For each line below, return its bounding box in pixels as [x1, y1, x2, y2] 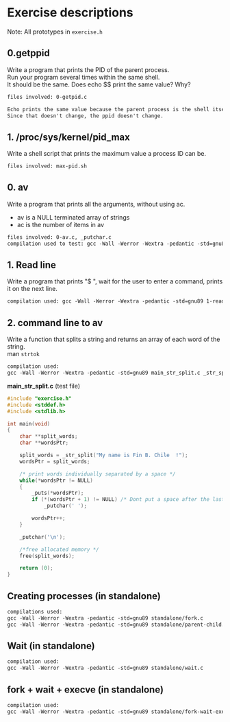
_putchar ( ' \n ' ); [19, 533, 66, 540]
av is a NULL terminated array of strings [16, 213, 130, 221]
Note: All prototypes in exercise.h [7, 27, 103, 36]
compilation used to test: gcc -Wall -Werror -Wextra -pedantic [7, 240, 194, 247]
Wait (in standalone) [7, 640, 95, 651]
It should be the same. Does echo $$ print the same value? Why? [7, 80, 191, 89]
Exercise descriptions [7, 5, 133, 21]
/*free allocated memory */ [19, 546, 99, 553]
